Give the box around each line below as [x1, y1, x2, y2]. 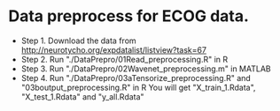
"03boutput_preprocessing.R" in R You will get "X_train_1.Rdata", [20, 82, 256, 92]
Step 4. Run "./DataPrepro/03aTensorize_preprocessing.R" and [20, 72, 252, 83]
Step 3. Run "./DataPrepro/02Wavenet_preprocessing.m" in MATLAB [20, 63, 271, 74]
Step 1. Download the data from [20, 35, 136, 46]
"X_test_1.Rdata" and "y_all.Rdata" [20, 91, 144, 102]
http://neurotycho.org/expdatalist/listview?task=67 [20, 44, 207, 55]
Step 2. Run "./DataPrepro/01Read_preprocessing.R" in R [20, 54, 229, 64]
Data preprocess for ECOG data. [8, 6, 250, 26]
